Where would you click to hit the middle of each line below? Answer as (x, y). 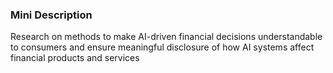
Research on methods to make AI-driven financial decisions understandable (166, 37)
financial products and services (75, 58)
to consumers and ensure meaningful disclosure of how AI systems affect (162, 47)
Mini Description (51, 15)
